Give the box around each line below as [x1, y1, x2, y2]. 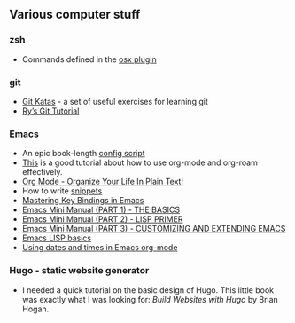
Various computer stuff [9, 7, 141, 22]
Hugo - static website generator [9, 264, 150, 277]
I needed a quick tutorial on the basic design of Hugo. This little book [21, 284, 275, 295]
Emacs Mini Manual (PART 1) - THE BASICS [21, 204, 180, 216]
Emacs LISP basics [21, 232, 91, 243]
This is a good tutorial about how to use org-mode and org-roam [21, 157, 259, 168]
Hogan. [21, 303, 50, 314]
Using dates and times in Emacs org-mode [21, 242, 178, 253]
